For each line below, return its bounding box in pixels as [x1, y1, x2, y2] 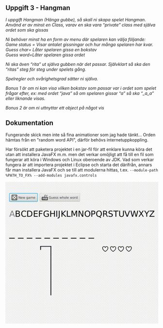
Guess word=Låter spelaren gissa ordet [5, 52, 85, 58]
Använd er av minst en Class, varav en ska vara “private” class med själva [5, 22, 156, 28]
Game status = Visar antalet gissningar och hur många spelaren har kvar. [5, 41, 153, 47]
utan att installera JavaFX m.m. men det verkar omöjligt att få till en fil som [5, 151, 154, 157]
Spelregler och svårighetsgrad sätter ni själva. [5, 76, 98, 81]
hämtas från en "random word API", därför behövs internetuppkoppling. [5, 137, 148, 142]
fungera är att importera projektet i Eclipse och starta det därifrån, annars [5, 162, 152, 168]
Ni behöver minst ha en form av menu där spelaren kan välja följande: [5, 36, 146, 42]
